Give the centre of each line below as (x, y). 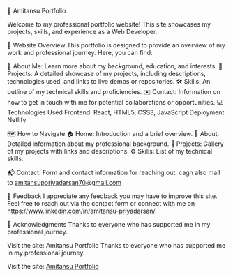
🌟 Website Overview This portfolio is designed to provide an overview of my (116, 45)
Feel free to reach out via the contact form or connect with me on (101, 203)
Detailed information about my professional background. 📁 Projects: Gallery (116, 144)
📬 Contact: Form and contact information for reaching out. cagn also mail (114, 172)
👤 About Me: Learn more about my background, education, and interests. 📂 (115, 66)
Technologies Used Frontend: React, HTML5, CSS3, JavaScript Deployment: (117, 112)
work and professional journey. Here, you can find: (80, 53)
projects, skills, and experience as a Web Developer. (82, 32)
